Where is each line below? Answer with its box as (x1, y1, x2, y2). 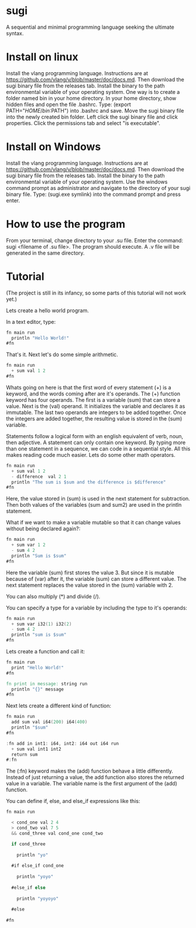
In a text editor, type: (6, 318, 56, 325)
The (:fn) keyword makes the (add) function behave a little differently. (6, 767, 174, 775)
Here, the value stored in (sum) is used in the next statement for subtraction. (6, 495, 190, 502)
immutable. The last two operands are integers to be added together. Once (6, 409, 186, 416)
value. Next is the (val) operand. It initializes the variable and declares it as (6, 402, 185, 409)
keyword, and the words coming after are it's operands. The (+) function (6, 390, 180, 397)
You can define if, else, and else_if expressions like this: (6, 798, 140, 805)
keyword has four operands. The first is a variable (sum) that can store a (6, 396, 180, 403)
